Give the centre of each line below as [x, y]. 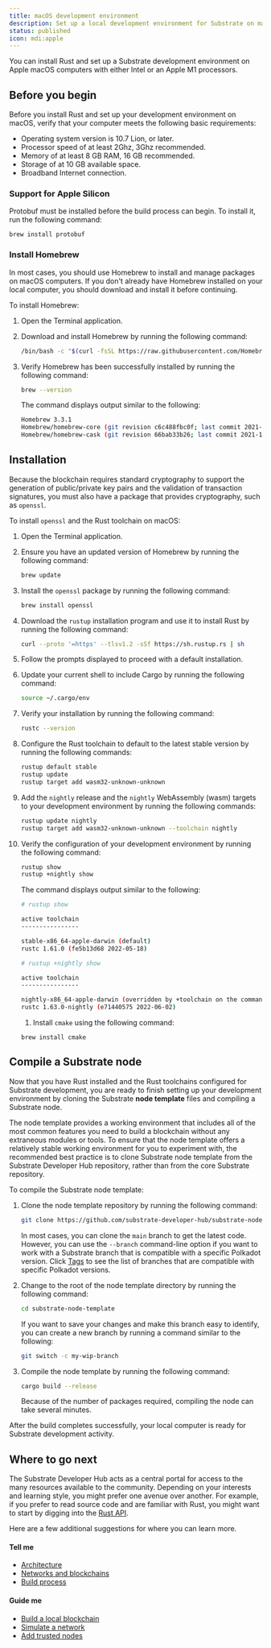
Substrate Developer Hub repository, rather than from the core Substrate [129, 1166]
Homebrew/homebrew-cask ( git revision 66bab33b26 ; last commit [129, 435]
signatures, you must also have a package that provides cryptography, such [135, 496]
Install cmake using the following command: [104, 1023]
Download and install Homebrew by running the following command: [134, 336]
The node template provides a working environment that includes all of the [132, 1122]
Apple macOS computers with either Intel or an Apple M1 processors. [123, 70]
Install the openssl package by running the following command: [125, 590]
